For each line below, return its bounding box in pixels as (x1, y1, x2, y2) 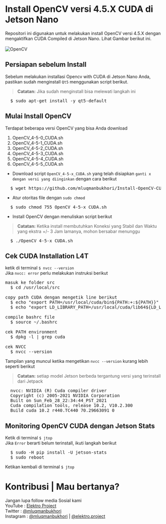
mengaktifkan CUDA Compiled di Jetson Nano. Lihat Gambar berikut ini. (5, 36, 152, 42)
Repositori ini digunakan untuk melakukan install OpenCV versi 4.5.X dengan (5, 30, 161, 36)
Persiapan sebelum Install (5, 60, 86, 69)
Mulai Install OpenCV (5, 112, 72, 121)
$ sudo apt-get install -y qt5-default (10, 98, 107, 103)
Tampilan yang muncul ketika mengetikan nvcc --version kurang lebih (5, 358, 148, 364)
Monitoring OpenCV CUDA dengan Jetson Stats (5, 422, 155, 430)
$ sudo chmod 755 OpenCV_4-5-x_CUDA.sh (10, 204, 107, 210)
